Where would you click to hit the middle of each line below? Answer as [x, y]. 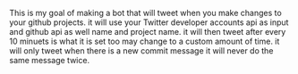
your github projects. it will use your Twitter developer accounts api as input [149, 22]
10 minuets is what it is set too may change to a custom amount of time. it [145, 41]
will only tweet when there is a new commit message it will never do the [141, 51]
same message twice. [50, 60]
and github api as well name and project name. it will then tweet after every [148, 32]
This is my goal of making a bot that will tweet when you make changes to [145, 13]
